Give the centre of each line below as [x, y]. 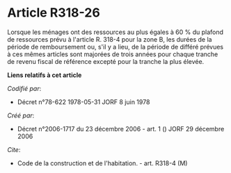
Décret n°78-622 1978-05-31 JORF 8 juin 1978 [83, 101]
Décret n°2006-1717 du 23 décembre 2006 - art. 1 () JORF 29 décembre [121, 129]
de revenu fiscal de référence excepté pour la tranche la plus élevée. [106, 61]
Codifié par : [24, 88]
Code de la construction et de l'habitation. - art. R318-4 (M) [102, 163]
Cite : [14, 149]
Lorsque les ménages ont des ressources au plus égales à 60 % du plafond [115, 32]
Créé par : [21, 115]
